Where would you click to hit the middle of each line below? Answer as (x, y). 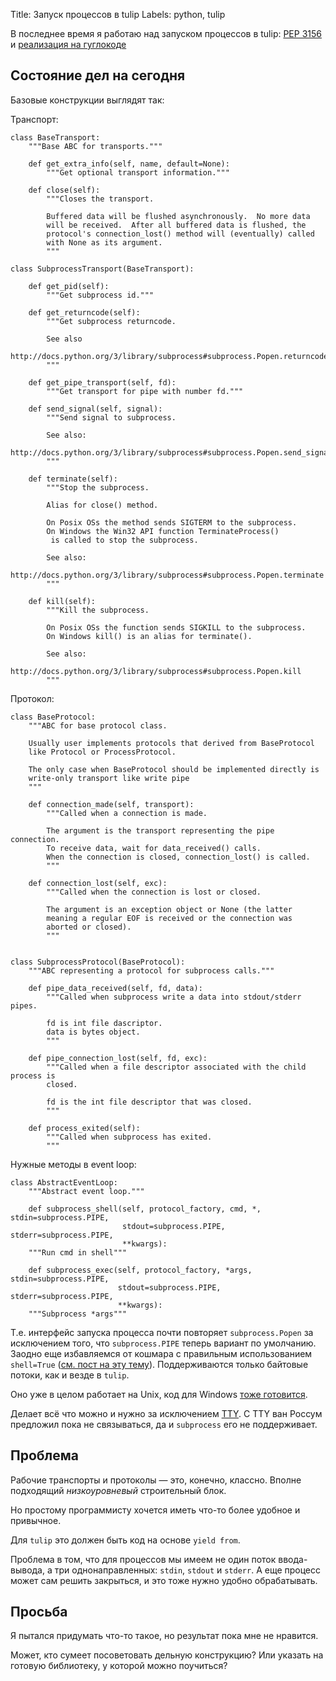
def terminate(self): (73, 479)
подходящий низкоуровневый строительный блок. (118, 1490)
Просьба (39, 1612)
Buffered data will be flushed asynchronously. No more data (178, 216)
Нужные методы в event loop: (73, 1164)
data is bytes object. (93, 1032)
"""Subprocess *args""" (78, 1314)
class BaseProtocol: (53, 717)
